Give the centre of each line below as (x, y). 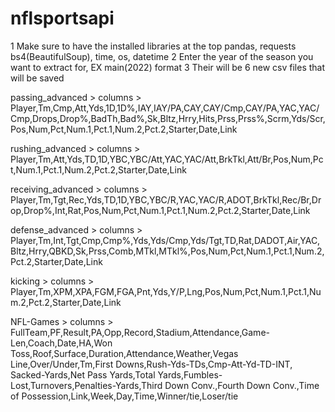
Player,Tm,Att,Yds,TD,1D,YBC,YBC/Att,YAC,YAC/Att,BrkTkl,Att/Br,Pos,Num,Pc (167, 159)
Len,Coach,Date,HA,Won (61, 343)
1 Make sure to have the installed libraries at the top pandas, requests (153, 46)
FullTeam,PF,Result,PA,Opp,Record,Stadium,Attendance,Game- (140, 332)
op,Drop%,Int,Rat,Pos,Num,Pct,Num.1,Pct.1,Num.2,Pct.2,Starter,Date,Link (160, 210)
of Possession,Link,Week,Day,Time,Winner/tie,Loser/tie (124, 396)
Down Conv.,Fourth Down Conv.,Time (242, 385)
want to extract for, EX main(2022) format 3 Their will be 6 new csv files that (168, 67)
